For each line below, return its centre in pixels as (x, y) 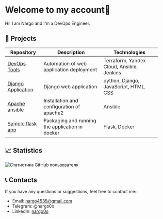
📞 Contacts (21, 180)
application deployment (70, 69)
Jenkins (112, 72)
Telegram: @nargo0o (33, 206)
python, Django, (122, 81)
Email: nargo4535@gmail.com (42, 201)
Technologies (129, 52)
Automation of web (65, 64)
